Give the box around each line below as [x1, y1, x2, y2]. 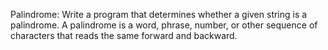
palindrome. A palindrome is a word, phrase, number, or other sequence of [10, 19, 318, 31]
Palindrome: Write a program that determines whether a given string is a [10, 9, 308, 20]
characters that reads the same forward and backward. [10, 30, 238, 41]
